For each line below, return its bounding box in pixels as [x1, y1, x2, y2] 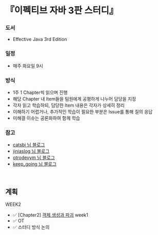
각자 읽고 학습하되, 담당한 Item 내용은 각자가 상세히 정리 [12, 102, 125, 108]
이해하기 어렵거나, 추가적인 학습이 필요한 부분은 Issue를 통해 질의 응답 [12, 109, 153, 115]
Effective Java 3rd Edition [12, 36, 67, 43]
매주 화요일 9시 [12, 63, 44, 69]
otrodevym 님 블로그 [12, 154, 55, 161]
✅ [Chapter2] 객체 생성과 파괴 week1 [12, 212, 88, 218]
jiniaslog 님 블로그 [12, 148, 50, 154]
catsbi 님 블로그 [12, 142, 45, 148]
